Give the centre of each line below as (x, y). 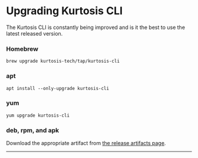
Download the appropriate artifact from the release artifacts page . (86, 143)
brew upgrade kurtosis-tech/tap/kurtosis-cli (63, 61)
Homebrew (22, 49)
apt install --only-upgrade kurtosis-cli (58, 88)
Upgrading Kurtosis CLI (64, 11)
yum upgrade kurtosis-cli (38, 115)
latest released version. (34, 33)
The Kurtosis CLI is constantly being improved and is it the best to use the (96, 27)
